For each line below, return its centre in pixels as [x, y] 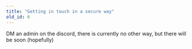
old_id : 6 [18, 17]
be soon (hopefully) [30, 40]
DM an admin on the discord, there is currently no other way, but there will [96, 33]
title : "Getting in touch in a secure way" [60, 11]
